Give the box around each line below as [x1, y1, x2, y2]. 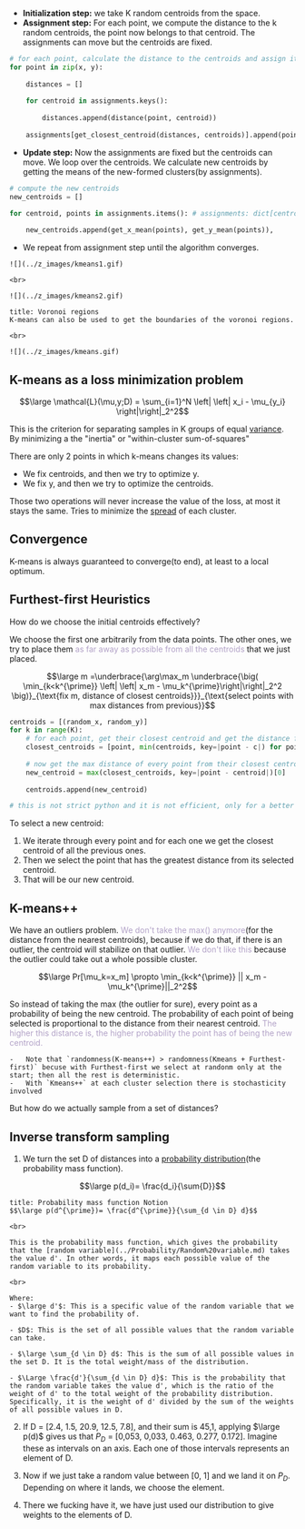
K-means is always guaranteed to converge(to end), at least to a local [9, 555, 270, 567]
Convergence [9, 532, 88, 547]
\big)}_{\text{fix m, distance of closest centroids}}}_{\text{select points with [11, 690, 294, 701]
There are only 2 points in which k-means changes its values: [9, 451, 239, 461]
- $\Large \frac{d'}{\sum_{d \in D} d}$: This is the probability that [9, 1373, 286, 1382]
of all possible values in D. [9, 1405, 124, 1414]
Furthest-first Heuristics [9, 592, 151, 608]
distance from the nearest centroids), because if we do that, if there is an [9, 935, 283, 946]
